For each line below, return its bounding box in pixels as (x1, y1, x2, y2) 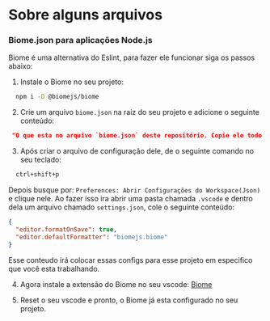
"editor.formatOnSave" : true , (15, 225, 117, 234)
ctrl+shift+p (15, 171, 60, 179)
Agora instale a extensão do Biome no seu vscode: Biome (19, 279, 213, 289)
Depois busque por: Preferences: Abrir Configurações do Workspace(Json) (8, 185, 261, 195)
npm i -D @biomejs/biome (15, 93, 99, 101)
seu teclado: (19, 155, 62, 165)
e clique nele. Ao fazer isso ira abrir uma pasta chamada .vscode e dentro (8, 194, 253, 204)
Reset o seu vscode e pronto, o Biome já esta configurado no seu (19, 295, 238, 305)
